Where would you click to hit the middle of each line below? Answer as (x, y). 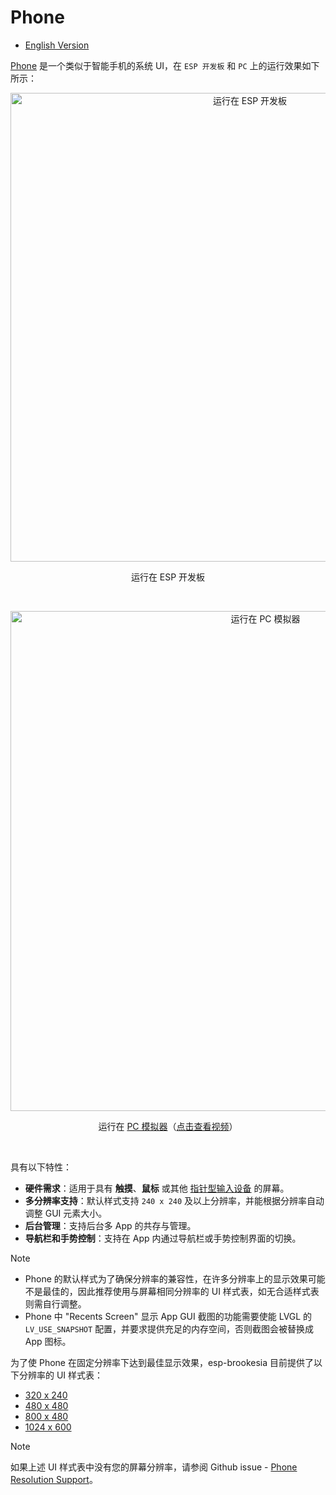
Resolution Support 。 (54, 1479)
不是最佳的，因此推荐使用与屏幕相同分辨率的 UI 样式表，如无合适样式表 (172, 1291)
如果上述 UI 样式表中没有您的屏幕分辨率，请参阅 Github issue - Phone (154, 1467)
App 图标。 (48, 1341)
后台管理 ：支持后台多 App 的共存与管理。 (110, 1225)
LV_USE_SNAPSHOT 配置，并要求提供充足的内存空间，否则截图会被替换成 (169, 1328)
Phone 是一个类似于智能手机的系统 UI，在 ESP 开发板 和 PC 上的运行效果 (156, 65)
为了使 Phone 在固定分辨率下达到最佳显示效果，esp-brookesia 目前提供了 (162, 1362)
